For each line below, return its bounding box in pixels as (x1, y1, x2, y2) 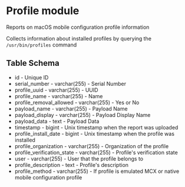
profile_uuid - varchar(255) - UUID (14, 86, 98, 93)
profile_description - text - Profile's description (14, 161, 128, 168)
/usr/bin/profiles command (6, 41, 77, 48)
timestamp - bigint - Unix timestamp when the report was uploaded (14, 123, 179, 131)
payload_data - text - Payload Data (14, 118, 100, 125)
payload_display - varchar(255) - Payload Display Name (14, 111, 151, 118)
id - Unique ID (14, 74, 49, 81)
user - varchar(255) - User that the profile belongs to (14, 155, 143, 162)
